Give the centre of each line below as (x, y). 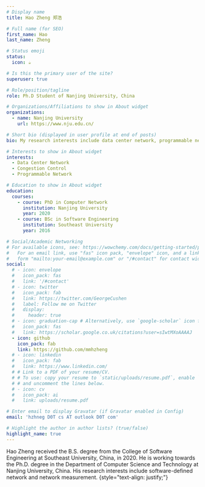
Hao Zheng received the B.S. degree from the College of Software (89, 451)
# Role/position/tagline (38, 90)
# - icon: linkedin (37, 355)
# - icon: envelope (37, 270)
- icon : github (31, 338)
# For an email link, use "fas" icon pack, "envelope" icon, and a (97, 253)
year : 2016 (36, 231)
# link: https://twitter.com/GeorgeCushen (69, 298)
